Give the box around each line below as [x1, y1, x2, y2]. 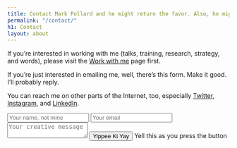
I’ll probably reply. [7, 78, 60, 87]
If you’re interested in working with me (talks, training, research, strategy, [7, 49, 220, 58]
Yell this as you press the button [133, 132, 228, 140]
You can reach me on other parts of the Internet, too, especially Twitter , [7, 92, 215, 100]
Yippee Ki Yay [92, 132, 129, 140]
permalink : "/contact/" [7, 17, 78, 24]
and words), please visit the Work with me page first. [7, 57, 161, 66]
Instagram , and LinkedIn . [7, 99, 80, 108]
